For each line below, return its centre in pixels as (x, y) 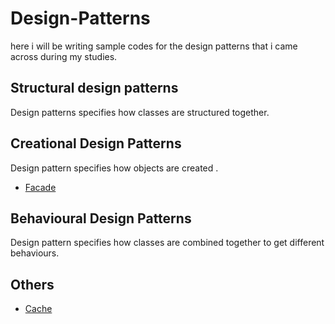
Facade (40, 187)
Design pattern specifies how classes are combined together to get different (167, 243)
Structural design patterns (94, 88)
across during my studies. (64, 56)
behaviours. (35, 253)
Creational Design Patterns (96, 143)
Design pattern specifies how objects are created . (114, 168)
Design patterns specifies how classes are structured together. (140, 112)
